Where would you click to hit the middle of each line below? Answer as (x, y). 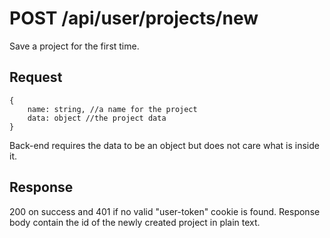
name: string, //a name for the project (112, 109)
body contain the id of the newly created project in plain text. (135, 222)
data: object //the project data (97, 118)
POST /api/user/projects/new (134, 18)
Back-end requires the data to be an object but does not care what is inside (164, 145)
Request (36, 77)
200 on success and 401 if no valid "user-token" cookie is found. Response (165, 211)
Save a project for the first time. (74, 46)
